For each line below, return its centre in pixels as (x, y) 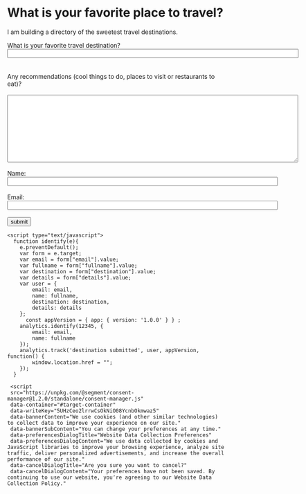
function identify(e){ (46, 241)
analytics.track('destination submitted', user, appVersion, (109, 350)
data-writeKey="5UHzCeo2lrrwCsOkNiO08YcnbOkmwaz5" (84, 411)
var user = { (38, 284)
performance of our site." (46, 459)
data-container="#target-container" (63, 405)
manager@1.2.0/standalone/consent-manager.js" (75, 399)
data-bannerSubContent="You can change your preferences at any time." (116, 429)
